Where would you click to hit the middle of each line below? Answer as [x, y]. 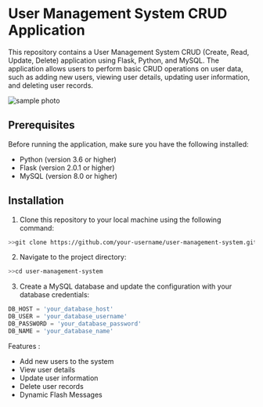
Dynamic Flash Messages [61, 394]
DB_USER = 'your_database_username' [68, 317]
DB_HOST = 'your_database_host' [61, 309]
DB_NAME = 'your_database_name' [61, 331]
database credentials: [54, 295]
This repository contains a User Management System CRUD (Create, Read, [129, 52]
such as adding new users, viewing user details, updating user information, [129, 77]
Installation [36, 201]
